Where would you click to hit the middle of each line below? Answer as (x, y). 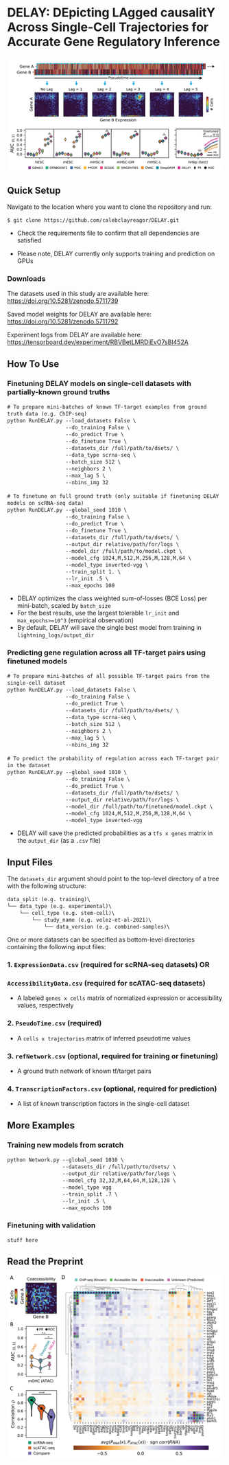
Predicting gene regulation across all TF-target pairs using (106, 652)
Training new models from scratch (65, 1145)
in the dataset (29, 766)
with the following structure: (47, 886)
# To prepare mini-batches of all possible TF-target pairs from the (109, 677)
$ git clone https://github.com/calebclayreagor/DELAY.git (93, 220)
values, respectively (45, 1006)
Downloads (26, 278)
